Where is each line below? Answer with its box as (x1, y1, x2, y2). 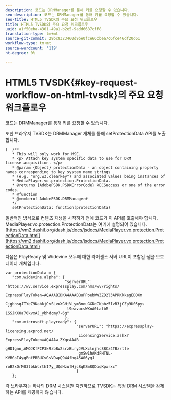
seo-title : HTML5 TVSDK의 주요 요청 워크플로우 (5, 17, 98, 22)
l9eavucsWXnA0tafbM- (67, 306, 111, 312)
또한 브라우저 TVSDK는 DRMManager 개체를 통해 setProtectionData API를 (5, 131, 157, 137)
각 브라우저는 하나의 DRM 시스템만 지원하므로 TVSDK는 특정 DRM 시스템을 (5, 383, 155, 389)
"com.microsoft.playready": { (12, 320, 77, 325)
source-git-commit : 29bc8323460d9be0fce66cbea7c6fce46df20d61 (5, 36, 140, 41)
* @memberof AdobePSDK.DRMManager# (12, 196, 88, 202)
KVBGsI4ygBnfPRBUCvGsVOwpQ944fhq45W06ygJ (5, 356, 95, 361)
